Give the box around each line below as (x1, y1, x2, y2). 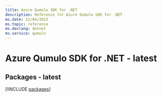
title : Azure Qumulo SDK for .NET (5, 7, 78, 13)
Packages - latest (5, 73, 61, 81)
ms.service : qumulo (5, 31, 46, 36)
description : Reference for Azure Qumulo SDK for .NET (5, 12, 123, 17)
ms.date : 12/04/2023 (5, 17, 49, 22)
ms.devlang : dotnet (5, 26, 46, 31)
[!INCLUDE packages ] (5, 86, 51, 92)
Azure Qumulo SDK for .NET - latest (5, 53, 157, 64)
